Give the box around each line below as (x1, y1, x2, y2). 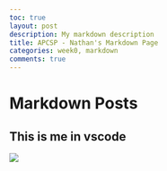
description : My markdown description (9, 30, 154, 38)
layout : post (9, 21, 58, 30)
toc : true (9, 13, 47, 22)
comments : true (9, 55, 66, 64)
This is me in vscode (9, 129, 127, 144)
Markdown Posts (9, 93, 138, 114)
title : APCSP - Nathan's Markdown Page (9, 38, 159, 47)
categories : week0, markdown (9, 47, 119, 56)
